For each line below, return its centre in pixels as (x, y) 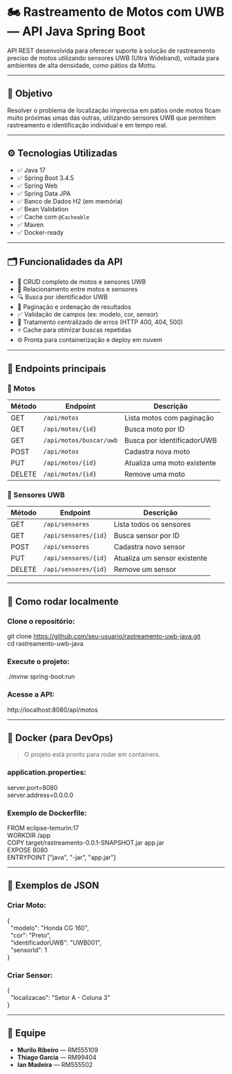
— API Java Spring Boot (76, 32)
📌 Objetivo (30, 94)
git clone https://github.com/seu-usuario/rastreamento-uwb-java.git (104, 636)
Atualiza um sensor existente (161, 558)
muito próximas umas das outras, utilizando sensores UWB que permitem (112, 118)
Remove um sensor (145, 569)
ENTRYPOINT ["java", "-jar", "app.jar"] (61, 857)
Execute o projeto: (39, 661)
